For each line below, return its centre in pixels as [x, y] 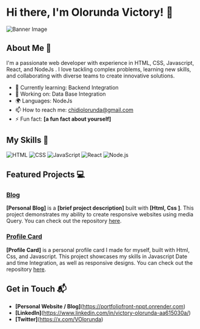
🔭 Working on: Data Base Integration [60, 94]
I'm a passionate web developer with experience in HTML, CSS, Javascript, [100, 62]
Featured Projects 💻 [46, 174]
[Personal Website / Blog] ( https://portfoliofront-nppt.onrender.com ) [100, 307]
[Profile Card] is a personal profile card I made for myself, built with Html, [98, 250]
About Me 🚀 [29, 48]
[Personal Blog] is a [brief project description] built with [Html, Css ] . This [100, 208]
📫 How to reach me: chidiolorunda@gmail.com [74, 110]
